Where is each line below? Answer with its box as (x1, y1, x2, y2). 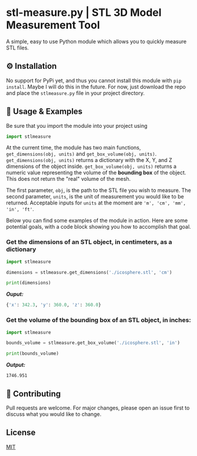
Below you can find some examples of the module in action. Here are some (6, 217, 188, 224)
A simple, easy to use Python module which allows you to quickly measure (6, 38, 187, 45)
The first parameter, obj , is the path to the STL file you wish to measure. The (6, 187, 191, 194)
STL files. (6, 44, 29, 51)
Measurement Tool (6, 18, 100, 32)
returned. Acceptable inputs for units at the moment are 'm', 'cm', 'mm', (6, 199, 186, 206)
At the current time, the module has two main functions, (6, 144, 141, 151)
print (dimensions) (6, 280, 51, 286)
